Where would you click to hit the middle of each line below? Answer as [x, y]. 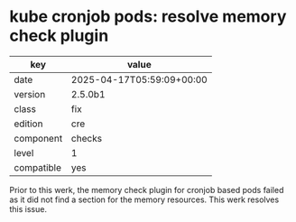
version [30, 94]
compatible [37, 167]
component [38, 138]
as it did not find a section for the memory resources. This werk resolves [144, 199]
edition [28, 124]
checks [86, 138]
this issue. [28, 208]
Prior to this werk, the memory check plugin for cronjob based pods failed [147, 190]
